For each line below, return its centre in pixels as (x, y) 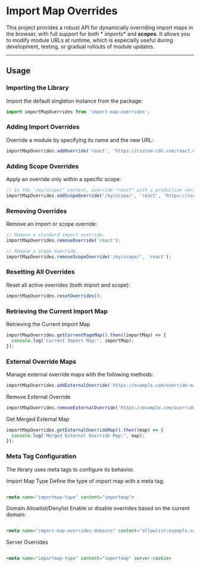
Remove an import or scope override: (52, 224)
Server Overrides (27, 542)
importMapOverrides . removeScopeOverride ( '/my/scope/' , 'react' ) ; (89, 257)
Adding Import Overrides (43, 127)
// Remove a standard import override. (56, 235)
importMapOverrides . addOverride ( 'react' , (58, 151)
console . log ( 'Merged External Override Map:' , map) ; (78, 436)
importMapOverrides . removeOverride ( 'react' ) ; (63, 240)
